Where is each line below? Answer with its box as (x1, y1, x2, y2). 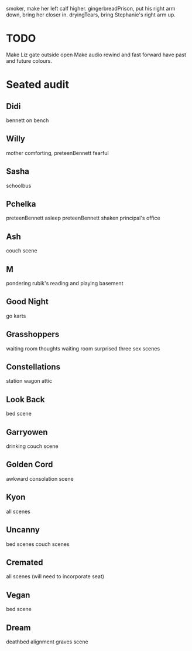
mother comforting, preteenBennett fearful (6, 149, 109, 156)
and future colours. (6, 57, 53, 64)
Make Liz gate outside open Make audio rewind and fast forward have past (6, 51, 186, 58)
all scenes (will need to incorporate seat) (6, 573, 104, 580)
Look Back (6, 394, 45, 404)
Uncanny (6, 525, 40, 535)
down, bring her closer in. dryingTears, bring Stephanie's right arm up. (6, 11, 176, 18)
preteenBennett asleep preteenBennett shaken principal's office (6, 214, 160, 222)
